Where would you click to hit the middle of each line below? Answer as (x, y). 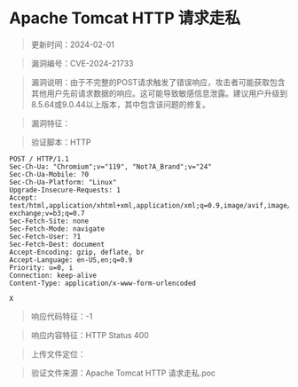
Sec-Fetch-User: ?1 (45, 236)
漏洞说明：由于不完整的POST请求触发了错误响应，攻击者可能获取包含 (158, 82)
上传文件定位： (58, 354)
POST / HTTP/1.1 (39, 159)
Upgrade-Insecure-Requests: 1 (65, 190)
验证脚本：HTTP (61, 142)
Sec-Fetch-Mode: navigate (57, 229)
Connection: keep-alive (53, 275)
